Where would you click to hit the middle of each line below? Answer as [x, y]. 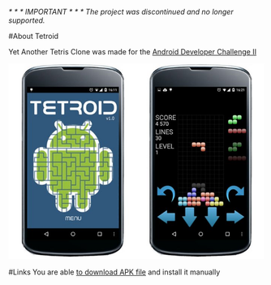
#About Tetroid [34, 36]
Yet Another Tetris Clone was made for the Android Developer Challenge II [133, 52]
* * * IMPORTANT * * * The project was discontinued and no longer [121, 12]
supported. [27, 20]
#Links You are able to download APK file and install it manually [114, 272]
